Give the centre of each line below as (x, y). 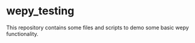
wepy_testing (40, 11)
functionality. (23, 33)
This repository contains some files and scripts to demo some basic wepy (98, 27)
